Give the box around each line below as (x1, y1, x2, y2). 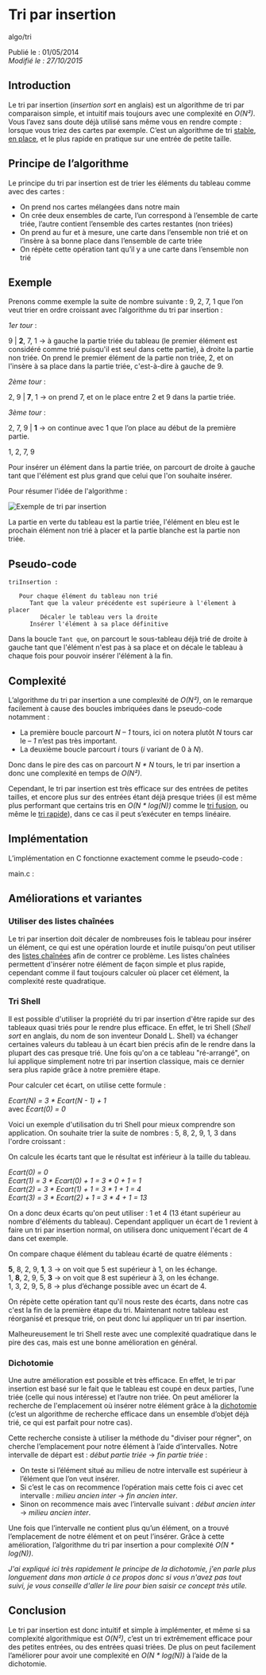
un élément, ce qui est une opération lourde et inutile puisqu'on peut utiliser (8, 942, 256, 952)
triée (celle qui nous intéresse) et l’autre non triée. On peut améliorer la (8, 1392, 240, 1402)
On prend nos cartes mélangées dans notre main (19, 201, 180, 212)
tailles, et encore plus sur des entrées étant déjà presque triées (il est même (8, 792, 257, 802)
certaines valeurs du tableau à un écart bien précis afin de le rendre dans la (8, 1039, 256, 1048)
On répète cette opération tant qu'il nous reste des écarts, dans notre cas (8, 1296, 249, 1306)
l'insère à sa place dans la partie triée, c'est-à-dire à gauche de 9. (8, 361, 224, 371)
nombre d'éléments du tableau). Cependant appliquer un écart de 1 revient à (8, 1216, 258, 1226)
